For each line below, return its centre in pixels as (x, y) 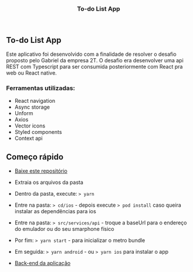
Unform (24, 113)
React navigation (35, 101)
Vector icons (30, 126)
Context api (28, 138)
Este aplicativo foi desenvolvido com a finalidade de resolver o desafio (92, 54)
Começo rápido (35, 157)
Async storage (32, 107)
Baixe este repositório (41, 171)
